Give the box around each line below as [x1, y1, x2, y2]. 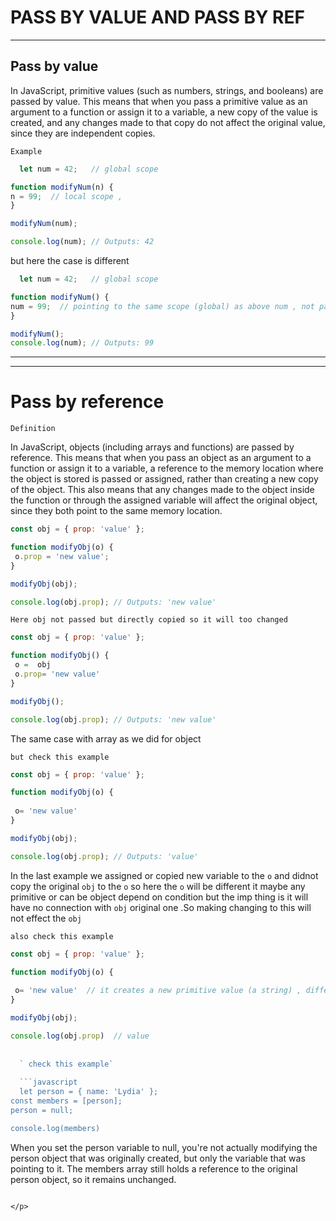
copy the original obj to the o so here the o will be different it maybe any [10, 880, 306, 892]
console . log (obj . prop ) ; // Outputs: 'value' [10, 851, 199, 861]
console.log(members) [10, 1123, 101, 1133]
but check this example [10, 752, 110, 762]
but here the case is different [10, 255, 130, 266]
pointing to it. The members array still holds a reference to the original [10, 1162, 298, 1175]
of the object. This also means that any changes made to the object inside [10, 484, 315, 496]
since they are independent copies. [10, 127, 156, 139]
